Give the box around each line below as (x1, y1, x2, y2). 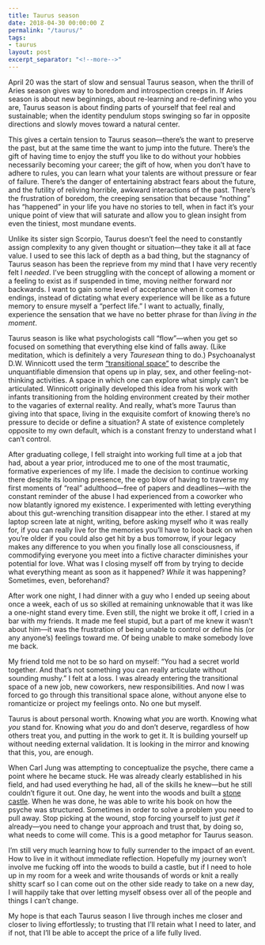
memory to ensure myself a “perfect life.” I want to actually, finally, (8, 301, 225, 311)
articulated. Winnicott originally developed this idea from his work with (8, 384, 238, 393)
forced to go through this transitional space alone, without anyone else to (8, 690, 247, 700)
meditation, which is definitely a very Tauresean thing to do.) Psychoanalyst (8, 350, 256, 360)
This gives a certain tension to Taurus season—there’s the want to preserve (8, 134, 255, 144)
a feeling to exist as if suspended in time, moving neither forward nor (8, 276, 233, 285)
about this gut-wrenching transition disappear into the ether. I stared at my (8, 508, 251, 518)
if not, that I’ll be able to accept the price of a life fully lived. (8, 928, 202, 937)
